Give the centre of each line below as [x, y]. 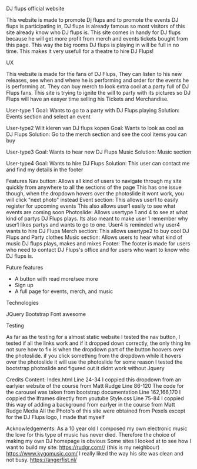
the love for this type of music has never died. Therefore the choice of [91, 435]
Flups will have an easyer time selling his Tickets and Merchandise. [87, 99]
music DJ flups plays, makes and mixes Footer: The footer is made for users [98, 243]
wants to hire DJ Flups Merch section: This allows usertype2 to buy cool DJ [98, 231]
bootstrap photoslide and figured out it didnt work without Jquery [85, 368]
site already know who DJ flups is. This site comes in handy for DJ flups [94, 32]
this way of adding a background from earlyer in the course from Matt [91, 405]
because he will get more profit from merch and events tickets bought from [97, 39]
